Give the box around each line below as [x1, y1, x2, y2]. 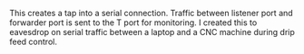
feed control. [9, 36, 57, 47]
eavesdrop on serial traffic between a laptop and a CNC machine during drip [9, 27, 295, 37]
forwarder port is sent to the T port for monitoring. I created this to [9, 17, 258, 28]
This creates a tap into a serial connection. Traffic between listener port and [9, 8, 293, 18]
